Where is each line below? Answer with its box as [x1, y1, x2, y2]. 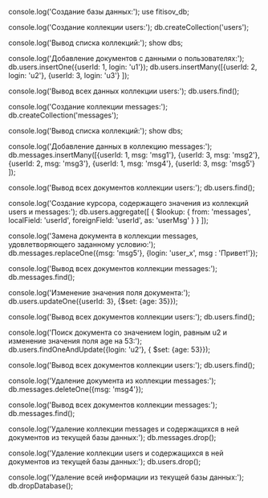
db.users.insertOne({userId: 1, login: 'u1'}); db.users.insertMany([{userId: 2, [8, 62, 258, 72]
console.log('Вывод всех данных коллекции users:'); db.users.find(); [8, 86, 240, 96]
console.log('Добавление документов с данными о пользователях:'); [8, 54, 245, 63]
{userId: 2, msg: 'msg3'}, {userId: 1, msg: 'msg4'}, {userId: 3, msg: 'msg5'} [8, 158, 255, 168]
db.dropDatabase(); [8, 481, 74, 490]
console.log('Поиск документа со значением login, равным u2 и [8, 327, 227, 337]
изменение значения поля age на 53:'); [8, 336, 143, 345]
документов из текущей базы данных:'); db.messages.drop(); [8, 433, 217, 442]
